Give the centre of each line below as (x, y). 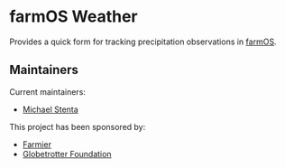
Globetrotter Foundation (67, 154)
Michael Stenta (50, 109)
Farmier (37, 144)
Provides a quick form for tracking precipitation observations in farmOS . (143, 42)
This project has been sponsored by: (78, 126)
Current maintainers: (47, 91)
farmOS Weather (74, 17)
